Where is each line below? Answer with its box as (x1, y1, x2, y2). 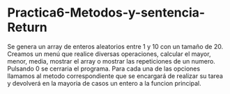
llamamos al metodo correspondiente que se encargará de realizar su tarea (7, 71, 223, 80)
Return (7, 19, 47, 35)
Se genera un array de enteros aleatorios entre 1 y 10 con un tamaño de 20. (7, 42, 224, 50)
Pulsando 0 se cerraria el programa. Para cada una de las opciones (7, 64, 201, 73)
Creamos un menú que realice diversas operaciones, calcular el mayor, (7, 50, 211, 58)
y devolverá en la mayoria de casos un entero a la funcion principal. (7, 79, 202, 87)
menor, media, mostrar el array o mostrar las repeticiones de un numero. (7, 57, 216, 65)
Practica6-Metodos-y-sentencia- (7, 5, 206, 21)
